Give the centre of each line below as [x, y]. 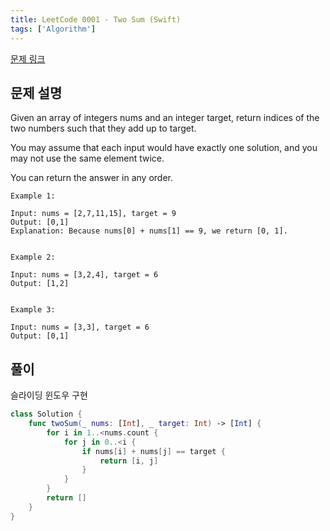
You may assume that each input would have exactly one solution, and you [164, 148]
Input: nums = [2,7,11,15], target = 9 [93, 214]
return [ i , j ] [129, 461]
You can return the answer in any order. [91, 178]
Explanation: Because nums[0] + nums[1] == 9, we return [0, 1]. [149, 231]
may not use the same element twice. [87, 158]
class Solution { [46, 414]
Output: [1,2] [40, 284]
